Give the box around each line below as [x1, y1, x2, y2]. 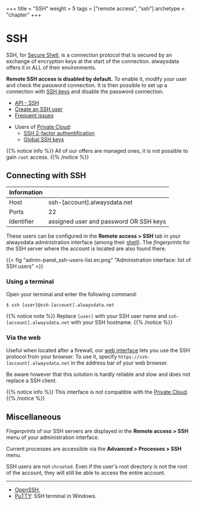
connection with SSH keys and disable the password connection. [6, 88, 164, 95]
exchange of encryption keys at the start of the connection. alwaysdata [6, 57, 180, 64]
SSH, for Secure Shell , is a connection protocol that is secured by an [6, 51, 172, 58]
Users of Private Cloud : [14, 123, 72, 130]
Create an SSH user [14, 106, 63, 113]
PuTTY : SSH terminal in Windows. [14, 493, 97, 500]
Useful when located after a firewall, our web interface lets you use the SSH [6, 347, 190, 354]
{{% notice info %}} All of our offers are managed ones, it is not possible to [6, 147, 189, 154]
